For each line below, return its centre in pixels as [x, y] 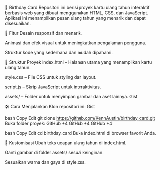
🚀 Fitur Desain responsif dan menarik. [44, 33]
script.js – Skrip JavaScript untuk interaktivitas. [53, 87]
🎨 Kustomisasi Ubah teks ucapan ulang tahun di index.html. [66, 143]
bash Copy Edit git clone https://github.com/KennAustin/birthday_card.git [80, 118]
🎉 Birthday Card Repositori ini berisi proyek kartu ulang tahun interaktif [77, 8]
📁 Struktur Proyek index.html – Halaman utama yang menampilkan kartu [79, 62]
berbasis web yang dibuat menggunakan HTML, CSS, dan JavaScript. [77, 13]
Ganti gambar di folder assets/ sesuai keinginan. [55, 152]
